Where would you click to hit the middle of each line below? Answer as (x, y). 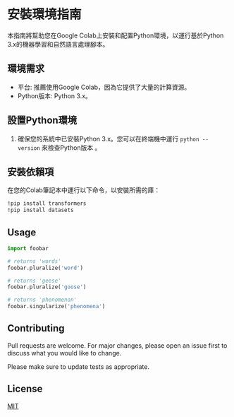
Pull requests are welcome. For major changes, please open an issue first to (117, 345)
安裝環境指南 (45, 14)
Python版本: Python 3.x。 (54, 95)
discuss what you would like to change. (64, 353)
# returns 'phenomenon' (42, 300)
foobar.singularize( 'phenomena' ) (56, 307)
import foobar (28, 248)
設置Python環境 (42, 121)
